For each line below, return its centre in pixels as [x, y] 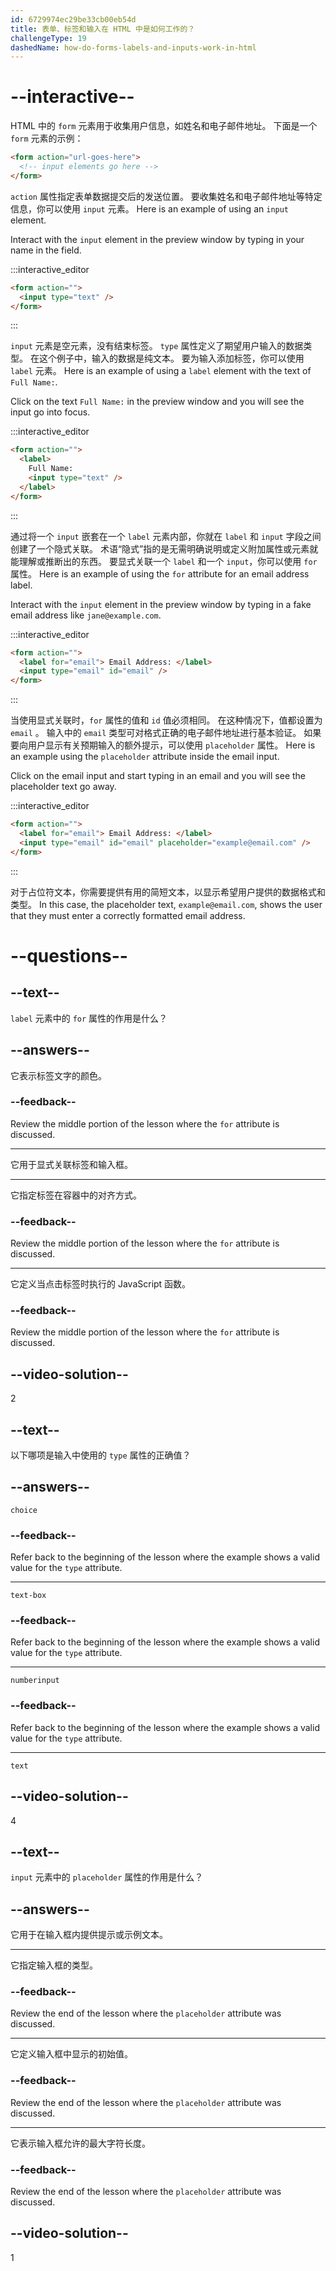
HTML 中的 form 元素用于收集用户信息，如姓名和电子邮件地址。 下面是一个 [164, 126]
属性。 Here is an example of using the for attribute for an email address [160, 573]
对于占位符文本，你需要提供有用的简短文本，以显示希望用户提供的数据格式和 [168, 892]
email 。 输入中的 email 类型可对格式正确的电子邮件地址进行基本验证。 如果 [166, 733]
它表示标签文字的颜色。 [58, 1075]
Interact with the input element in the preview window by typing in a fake [161, 604]
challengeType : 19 [48, 38]
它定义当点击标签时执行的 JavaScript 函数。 [101, 1284]
